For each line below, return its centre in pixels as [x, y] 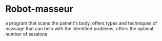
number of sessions [26, 34]
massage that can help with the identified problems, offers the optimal [79, 28]
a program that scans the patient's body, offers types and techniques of [81, 23]
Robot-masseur [39, 9]
